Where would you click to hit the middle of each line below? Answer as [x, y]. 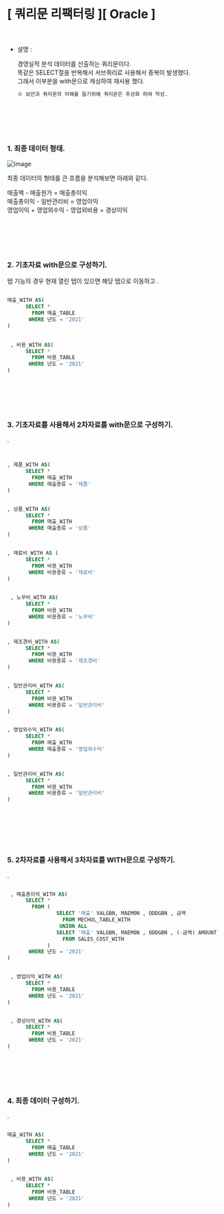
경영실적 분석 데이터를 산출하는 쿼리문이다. [74, 63]
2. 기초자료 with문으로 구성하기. [57, 265]
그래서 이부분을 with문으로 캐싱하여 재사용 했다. [81, 81]
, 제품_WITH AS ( [29, 465]
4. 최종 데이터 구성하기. [44, 1100]
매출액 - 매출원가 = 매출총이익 [47, 193]
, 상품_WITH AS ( [29, 509]
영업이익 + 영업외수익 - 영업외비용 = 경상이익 [68, 210]
